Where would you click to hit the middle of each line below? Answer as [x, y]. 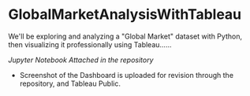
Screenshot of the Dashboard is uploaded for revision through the [127, 75]
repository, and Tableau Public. [70, 83]
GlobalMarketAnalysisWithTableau [125, 15]
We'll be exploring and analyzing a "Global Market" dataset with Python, [125, 36]
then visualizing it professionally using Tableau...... [90, 44]
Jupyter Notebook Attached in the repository [81, 60]
